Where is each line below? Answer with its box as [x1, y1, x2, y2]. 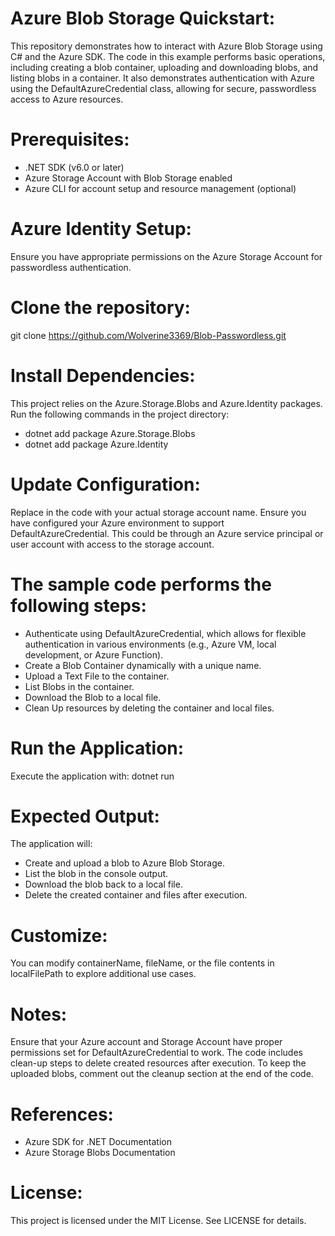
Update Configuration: [10, 473, 201, 496]
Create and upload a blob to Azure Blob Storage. [24, 857, 225, 869]
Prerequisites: [10, 128, 130, 151]
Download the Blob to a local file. [24, 691, 162, 703]
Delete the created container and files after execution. [24, 889, 248, 901]
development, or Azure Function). [24, 648, 164, 661]
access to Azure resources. [10, 93, 124, 105]
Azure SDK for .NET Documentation [24, 1136, 172, 1148]
